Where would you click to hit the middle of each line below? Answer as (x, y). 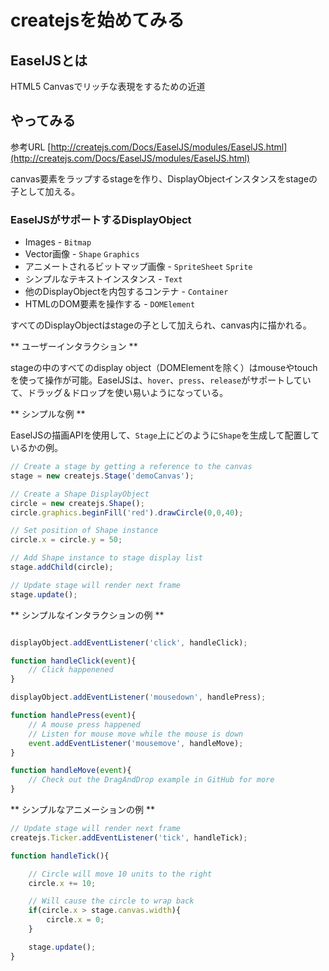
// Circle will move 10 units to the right (120, 874)
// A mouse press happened (84, 724)
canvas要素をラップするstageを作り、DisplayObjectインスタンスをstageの (164, 178)
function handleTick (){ (60, 856)
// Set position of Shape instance (84, 531)
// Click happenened (71, 670)
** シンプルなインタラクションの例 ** (87, 615)
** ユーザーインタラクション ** (74, 347)
